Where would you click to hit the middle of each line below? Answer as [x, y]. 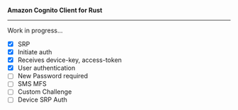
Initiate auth [35, 52]
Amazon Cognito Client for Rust [55, 10]
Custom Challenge [45, 92]
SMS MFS [32, 84]
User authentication [46, 68]
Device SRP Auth [42, 100]
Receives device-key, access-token [70, 60]
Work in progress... [35, 30]
